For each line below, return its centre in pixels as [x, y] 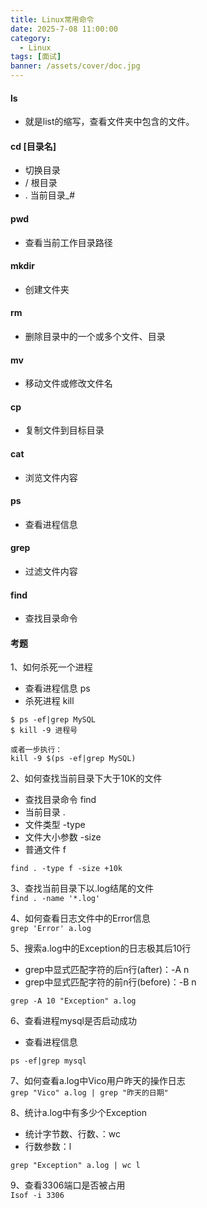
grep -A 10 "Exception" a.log [73, 1001]
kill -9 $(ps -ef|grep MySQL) [73, 759]
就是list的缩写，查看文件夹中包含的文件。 [109, 122]
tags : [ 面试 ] [36, 57]
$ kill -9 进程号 [44, 731]
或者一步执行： [36, 750]
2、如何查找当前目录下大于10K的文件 [86, 778]
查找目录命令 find [60, 800]
